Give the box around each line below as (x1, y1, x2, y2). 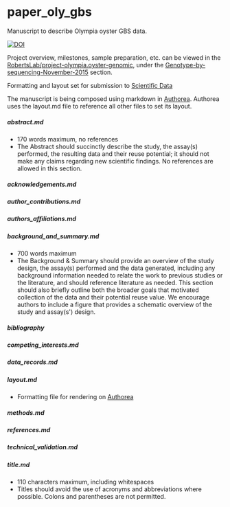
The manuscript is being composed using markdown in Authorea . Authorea (7, 94, 220, 103)
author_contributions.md (7, 197, 81, 205)
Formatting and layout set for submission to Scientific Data (7, 81, 173, 89)
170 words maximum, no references (16, 135, 119, 143)
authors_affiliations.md (7, 214, 77, 223)
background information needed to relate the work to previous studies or (16, 271, 223, 279)
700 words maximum (16, 249, 77, 258)
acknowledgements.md (7, 180, 77, 188)
